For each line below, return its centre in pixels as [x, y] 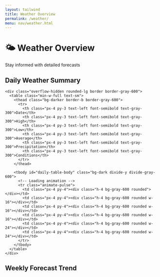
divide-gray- [142, 172]
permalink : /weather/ [27, 18]
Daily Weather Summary [43, 80]
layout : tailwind [23, 9]
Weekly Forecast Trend [41, 268]
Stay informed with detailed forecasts [43, 65]
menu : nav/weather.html [29, 23]
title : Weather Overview [30, 14]
